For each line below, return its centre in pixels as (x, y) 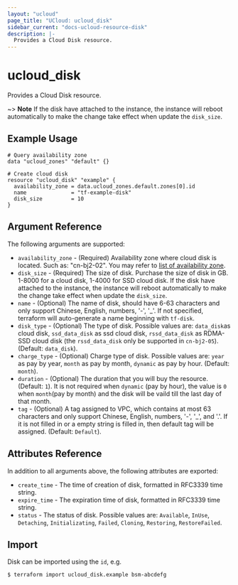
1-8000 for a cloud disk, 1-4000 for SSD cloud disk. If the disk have (116, 280)
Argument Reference (55, 227)
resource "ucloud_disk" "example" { (61, 180)
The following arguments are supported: (66, 244)
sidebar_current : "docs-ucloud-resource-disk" (77, 27)
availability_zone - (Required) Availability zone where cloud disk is (117, 257)
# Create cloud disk (38, 174)
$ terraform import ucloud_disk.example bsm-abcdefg (87, 575)
